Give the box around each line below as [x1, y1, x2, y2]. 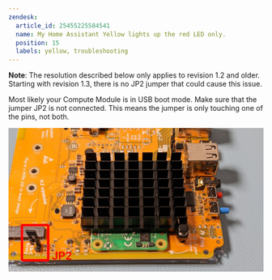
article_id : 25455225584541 [15, 21, 111, 30]
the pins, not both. [8, 112, 70, 121]
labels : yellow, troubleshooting [15, 47, 129, 56]
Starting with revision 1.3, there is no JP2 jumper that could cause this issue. [8, 79, 263, 89]
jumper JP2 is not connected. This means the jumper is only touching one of [8, 104, 263, 113]
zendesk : [8, 13, 38, 21]
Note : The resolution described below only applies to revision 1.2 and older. [8, 70, 261, 80]
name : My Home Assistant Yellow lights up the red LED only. [15, 30, 227, 38]
